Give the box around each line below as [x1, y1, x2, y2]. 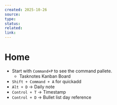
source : [4, 12, 21, 17]
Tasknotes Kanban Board [19, 73, 71, 79]
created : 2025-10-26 [4, 7, 48, 12]
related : [4, 26, 23, 31]
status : [4, 21, 21, 26]
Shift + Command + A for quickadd [11, 78, 82, 84]
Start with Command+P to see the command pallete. [11, 68, 113, 74]
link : [4, 30, 16, 35]
